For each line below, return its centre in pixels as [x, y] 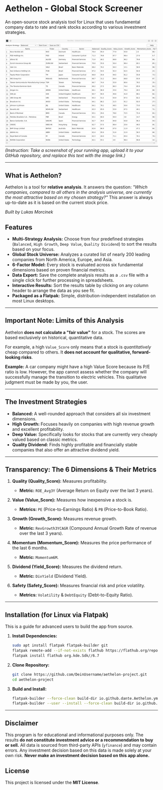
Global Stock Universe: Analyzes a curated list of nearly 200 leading [81, 254]
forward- [141, 352]
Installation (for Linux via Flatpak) [57, 615]
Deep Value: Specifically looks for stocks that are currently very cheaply [85, 434]
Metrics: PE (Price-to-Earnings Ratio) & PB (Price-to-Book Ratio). [83, 509]
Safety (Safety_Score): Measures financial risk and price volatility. [79, 586]
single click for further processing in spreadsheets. [63, 280]
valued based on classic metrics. [45, 439]
